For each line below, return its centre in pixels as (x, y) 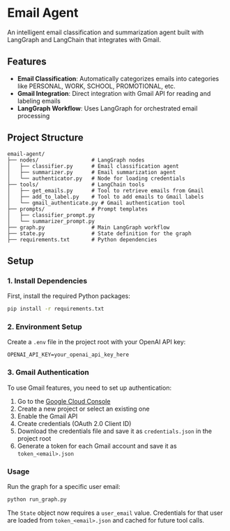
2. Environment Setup (45, 327)
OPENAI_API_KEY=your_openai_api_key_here (68, 355)
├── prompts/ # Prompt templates (78, 209)
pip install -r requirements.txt (56, 309)
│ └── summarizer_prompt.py (51, 221)
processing (33, 115)
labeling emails (39, 101)
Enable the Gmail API (47, 416)
